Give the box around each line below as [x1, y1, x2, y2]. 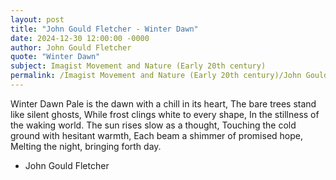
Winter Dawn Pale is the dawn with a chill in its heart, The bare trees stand [10, 97, 317, 110]
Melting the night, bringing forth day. [10, 140, 162, 152]
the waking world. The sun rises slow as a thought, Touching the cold [10, 119, 297, 131]
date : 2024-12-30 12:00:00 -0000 [10, 33, 150, 43]
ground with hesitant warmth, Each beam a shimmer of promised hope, [10, 129, 303, 141]
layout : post [10, 14, 65, 25]
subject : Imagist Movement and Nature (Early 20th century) [10, 61, 267, 71]
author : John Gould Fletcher [10, 42, 132, 53]
